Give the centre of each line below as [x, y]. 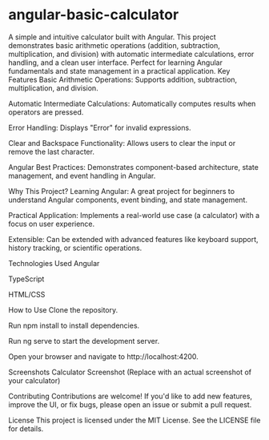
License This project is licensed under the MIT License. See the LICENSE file [134, 420]
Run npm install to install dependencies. [74, 325]
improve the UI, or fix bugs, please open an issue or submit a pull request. [130, 404]
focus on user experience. [52, 224]
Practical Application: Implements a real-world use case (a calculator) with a [134, 215]
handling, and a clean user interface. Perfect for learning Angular [115, 63]
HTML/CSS [27, 294]
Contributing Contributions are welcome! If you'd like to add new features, [130, 396]
